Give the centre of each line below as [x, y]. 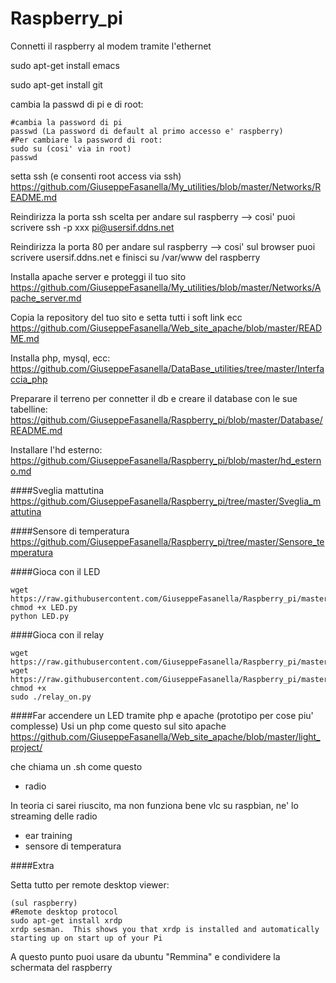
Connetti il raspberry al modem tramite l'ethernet [111, 46]
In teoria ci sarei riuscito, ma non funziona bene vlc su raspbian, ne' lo [154, 805]
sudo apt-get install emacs [65, 65]
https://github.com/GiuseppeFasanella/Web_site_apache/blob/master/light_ [165, 736]
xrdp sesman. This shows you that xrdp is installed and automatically [165, 929]
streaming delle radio [54, 816]
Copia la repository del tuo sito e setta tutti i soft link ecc [126, 317]
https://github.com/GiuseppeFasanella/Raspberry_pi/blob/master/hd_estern [166, 460]
